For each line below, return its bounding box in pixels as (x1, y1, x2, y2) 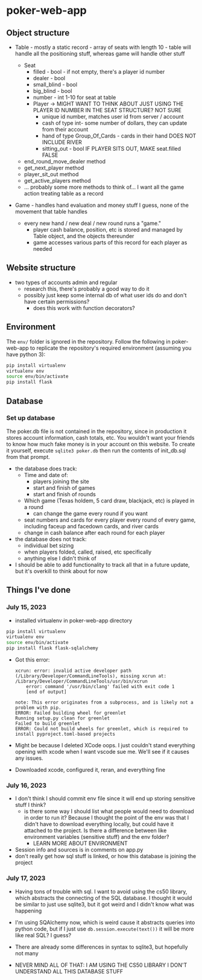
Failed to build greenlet (14, 721, 80, 727)
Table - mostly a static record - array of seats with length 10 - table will (14, 43, 191, 51)
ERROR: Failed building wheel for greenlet (14, 710, 127, 716)
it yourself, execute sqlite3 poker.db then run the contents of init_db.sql (6, 447, 186, 454)
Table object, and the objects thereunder (33, 233, 134, 239)
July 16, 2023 (6, 781, 47, 789)
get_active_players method (24, 177, 91, 184)
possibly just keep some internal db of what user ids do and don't (24, 291, 187, 299)
